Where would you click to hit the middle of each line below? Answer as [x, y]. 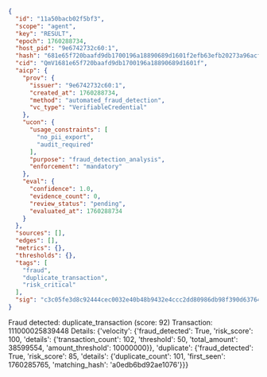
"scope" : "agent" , [46, 26]
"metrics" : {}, [41, 248]
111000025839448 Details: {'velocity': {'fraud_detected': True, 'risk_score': [131, 331]
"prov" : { [39, 78]
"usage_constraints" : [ [69, 130]
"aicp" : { [31, 71]
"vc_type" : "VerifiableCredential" [88, 107]
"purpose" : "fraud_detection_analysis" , [97, 159]
